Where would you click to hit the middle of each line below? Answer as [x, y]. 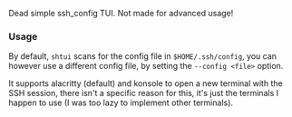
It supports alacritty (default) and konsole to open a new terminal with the [146, 83]
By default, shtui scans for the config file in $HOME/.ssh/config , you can [143, 56]
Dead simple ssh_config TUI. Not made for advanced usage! [121, 13]
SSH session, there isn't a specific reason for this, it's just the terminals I [143, 93]
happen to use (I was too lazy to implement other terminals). [121, 102]
